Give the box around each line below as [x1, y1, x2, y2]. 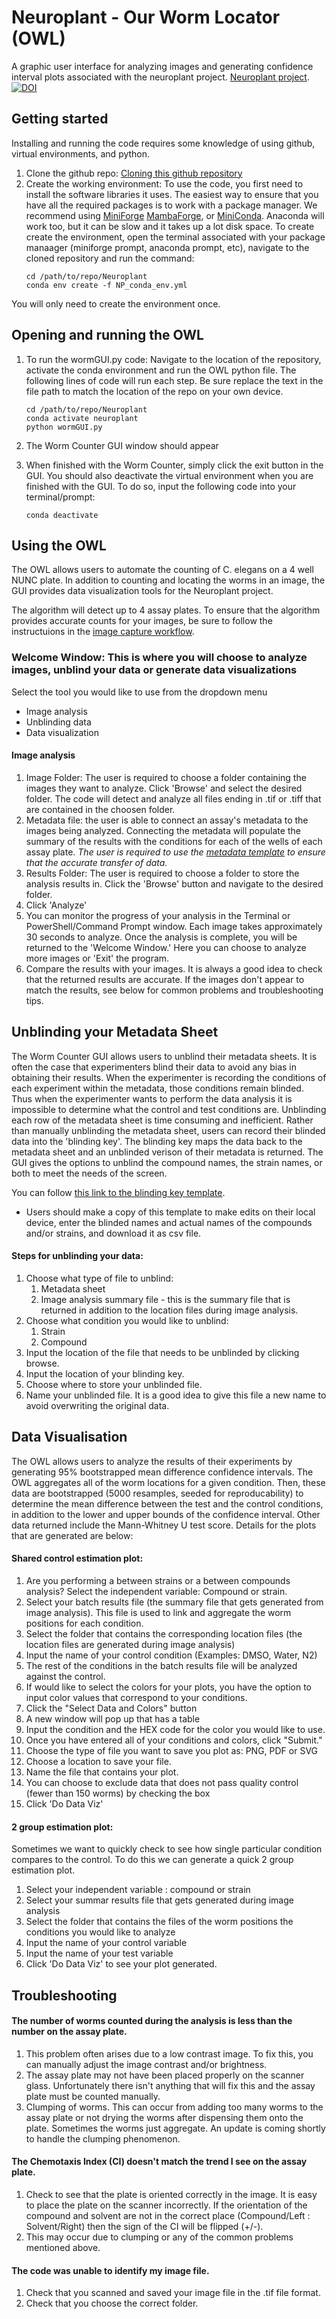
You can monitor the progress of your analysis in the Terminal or [25, 909, 291, 921]
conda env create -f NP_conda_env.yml [25, 280, 188, 290]
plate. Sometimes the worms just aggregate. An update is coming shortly [25, 2122, 326, 2134]
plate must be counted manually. [25, 2090, 161, 2102]
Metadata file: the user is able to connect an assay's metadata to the [25, 814, 309, 826]
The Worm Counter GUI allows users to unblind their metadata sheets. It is [11, 1050, 318, 1062]
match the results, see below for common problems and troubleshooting [25, 984, 324, 996]
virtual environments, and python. [11, 147, 151, 160]
